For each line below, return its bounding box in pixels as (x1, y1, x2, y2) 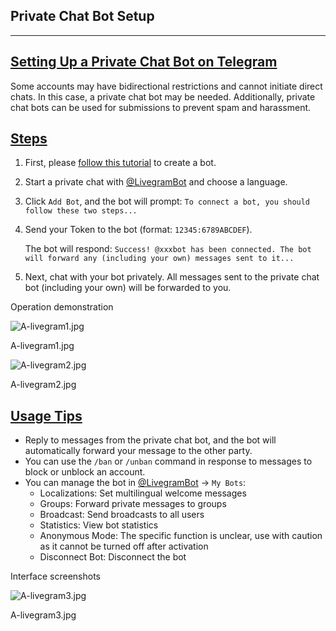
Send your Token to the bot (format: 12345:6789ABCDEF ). (24, 224, 253, 236)
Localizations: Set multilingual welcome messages (39, 487, 247, 499)
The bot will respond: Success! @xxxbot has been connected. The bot (24, 243, 312, 255)
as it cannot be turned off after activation (39, 540, 209, 553)
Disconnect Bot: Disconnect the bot (39, 551, 187, 563)
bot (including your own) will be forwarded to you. (24, 282, 232, 294)
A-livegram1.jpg (10, 340, 75, 352)
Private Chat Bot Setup (10, 8, 155, 25)
